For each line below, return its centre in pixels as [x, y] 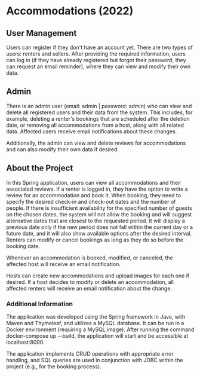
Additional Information [40, 304]
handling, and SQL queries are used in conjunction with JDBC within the [95, 360]
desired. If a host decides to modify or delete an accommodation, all [90, 282]
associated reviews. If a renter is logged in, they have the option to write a [97, 189]
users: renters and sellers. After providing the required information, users [96, 54]
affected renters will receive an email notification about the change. [89, 288]
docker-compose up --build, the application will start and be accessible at [97, 335]
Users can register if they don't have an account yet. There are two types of [99, 47]
